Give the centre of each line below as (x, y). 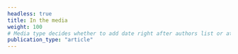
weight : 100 (25, 27)
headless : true (30, 14)
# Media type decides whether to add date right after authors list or (115, 33)
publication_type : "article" (50, 40)
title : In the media (38, 20)
